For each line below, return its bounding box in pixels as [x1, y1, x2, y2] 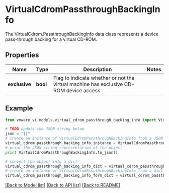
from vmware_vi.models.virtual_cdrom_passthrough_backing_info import [5, 117, 156, 122]
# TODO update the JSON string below [5, 126, 84, 132]
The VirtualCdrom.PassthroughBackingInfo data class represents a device [5, 31, 158, 37]
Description [83, 66, 112, 73]
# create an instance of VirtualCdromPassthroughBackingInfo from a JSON [5, 136, 163, 141]
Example [5, 104, 33, 113]
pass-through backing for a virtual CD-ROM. [5, 36, 97, 42]
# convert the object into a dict [5, 159, 78, 164]
